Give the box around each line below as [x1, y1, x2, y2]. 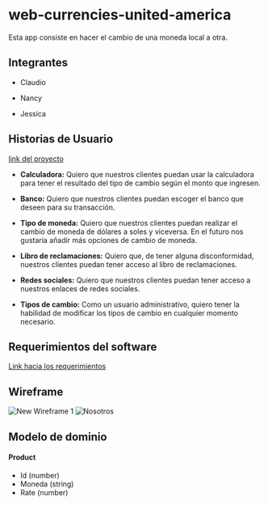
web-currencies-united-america [8, 6, 232, 24]
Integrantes [8, 56, 69, 70]
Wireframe [8, 384, 64, 398]
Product [8, 452, 36, 462]
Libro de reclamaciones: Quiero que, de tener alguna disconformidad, [19, 251, 254, 261]
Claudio [19, 77, 46, 87]
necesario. [19, 316, 56, 326]
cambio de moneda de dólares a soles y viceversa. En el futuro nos [19, 227, 244, 236]
